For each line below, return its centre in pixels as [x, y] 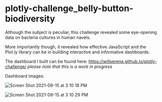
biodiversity [30, 19]
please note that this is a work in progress [70, 67]
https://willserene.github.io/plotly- [123, 61]
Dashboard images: [25, 76]
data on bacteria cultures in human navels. [48, 37]
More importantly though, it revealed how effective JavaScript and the [76, 47]
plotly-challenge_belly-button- [69, 8]
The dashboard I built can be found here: [46, 61]
